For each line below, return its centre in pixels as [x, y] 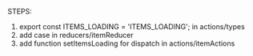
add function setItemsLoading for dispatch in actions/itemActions [127, 43]
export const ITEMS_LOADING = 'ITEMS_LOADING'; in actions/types [132, 26]
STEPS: [20, 11]
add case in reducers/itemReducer [76, 35]
